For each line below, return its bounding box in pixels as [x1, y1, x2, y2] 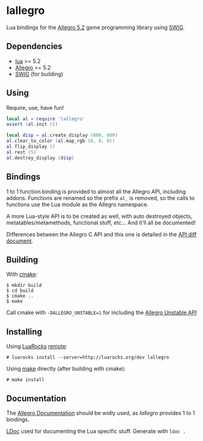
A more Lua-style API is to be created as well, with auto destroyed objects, [6, 212, 193, 220]
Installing [6, 326, 42, 337]
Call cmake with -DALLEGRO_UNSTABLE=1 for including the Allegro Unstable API [6, 309, 197, 316]
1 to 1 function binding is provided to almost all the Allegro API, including [6, 187, 186, 195]
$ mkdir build [6, 283, 42, 289]
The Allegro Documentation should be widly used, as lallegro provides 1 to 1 [6, 409, 195, 416]
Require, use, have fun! [6, 104, 64, 111]
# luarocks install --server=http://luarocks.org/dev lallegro [6, 354, 170, 361]
